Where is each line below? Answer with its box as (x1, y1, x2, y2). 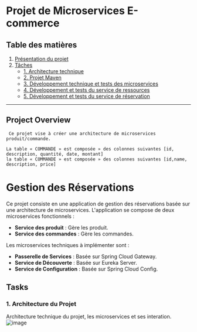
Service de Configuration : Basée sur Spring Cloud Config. (14, 265, 158, 272)
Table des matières (6, 40, 77, 50)
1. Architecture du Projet (6, 300, 77, 308)
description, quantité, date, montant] (6, 151, 104, 157)
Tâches (14, 61, 33, 69)
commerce (6, 16, 60, 30)
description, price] (6, 161, 57, 167)
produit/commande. (6, 136, 51, 142)
